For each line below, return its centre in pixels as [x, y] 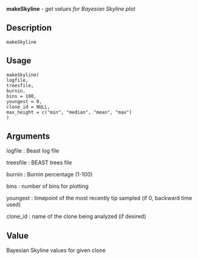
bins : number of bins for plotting [48, 186]
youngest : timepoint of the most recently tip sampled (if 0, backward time [99, 198]
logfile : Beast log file [33, 151]
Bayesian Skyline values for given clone [56, 250]
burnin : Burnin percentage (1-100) [50, 175]
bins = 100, [21, 96]
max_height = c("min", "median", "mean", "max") [69, 112]
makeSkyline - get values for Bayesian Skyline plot [71, 9]
